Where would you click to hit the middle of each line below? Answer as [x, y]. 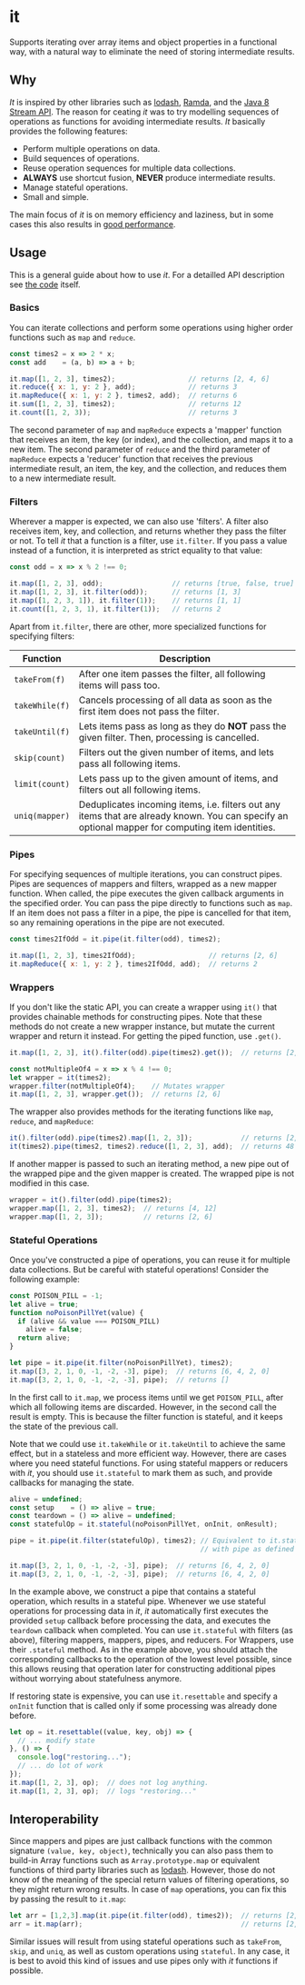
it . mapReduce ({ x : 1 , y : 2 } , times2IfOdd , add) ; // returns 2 [133, 964]
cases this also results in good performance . [93, 224]
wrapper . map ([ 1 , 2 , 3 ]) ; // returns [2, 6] [111, 1217]
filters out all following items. [140, 790]
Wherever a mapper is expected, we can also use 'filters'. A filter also [139, 522]
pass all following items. [130, 763]
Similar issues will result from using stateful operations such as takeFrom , [146, 1941]
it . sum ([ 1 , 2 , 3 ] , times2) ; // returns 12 [126, 404]
